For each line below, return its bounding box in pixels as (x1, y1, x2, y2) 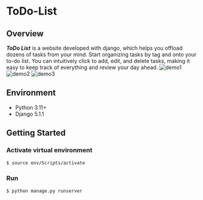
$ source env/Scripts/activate (6, 159, 85, 166)
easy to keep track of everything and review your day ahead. (6, 64, 158, 71)
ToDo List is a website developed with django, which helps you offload (6, 44, 183, 52)
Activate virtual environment (6, 146, 93, 155)
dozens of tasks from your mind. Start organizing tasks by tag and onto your (6, 51, 197, 58)
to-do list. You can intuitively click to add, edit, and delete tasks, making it (6, 58, 190, 64)
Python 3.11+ (15, 104, 47, 111)
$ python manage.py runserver (6, 188, 83, 194)
